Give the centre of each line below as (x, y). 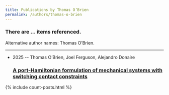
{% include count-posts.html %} (38, 87)
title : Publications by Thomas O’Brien (47, 10)
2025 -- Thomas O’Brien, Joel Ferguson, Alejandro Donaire (74, 57)
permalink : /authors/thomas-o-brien (44, 14)
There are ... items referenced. (43, 32)
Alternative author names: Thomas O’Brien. (50, 42)
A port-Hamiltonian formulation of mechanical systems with (87, 70)
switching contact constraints (50, 76)
